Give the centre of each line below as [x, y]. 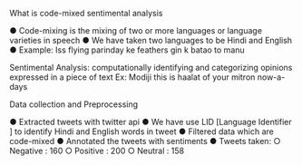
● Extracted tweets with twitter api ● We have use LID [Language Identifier [151, 122]
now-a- [271, 77]
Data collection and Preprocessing [74, 104]
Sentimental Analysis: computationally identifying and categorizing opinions [151, 68]
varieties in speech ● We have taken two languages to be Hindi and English [151, 40]
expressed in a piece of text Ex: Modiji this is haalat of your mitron [132, 77]
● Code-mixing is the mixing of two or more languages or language [136, 30]
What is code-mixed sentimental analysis [86, 13]
